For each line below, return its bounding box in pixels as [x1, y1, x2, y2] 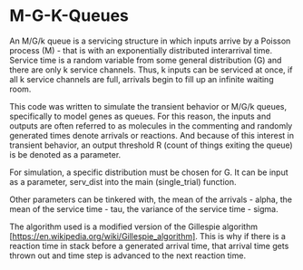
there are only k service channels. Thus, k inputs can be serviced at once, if [9, 64, 293, 75]
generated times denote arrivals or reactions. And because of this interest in [9, 130, 295, 140]
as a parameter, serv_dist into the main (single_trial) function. [9, 176, 238, 187]
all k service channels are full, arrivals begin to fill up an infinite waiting [9, 73, 274, 84]
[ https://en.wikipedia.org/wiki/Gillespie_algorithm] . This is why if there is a [9, 230, 286, 241]
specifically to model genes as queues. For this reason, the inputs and [9, 111, 271, 121]
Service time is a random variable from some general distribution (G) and [9, 54, 282, 65]
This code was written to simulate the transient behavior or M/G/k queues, [9, 101, 288, 111]
